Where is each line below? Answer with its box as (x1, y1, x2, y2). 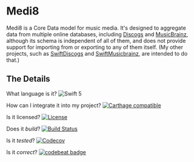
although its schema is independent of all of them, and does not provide (6, 37, 186, 44)
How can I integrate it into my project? (6, 102, 101, 109)
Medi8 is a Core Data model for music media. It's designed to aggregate (6, 24, 186, 31)
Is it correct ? (6, 148, 38, 155)
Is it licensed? (6, 113, 41, 120)
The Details (6, 74, 50, 84)
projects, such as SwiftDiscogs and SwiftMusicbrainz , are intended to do (6, 50, 188, 57)
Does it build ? (6, 125, 41, 132)
